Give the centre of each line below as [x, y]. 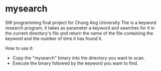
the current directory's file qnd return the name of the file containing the [79, 33]
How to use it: [19, 48]
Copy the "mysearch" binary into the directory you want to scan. [79, 57]
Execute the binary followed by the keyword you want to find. [75, 63]
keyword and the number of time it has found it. [54, 38]
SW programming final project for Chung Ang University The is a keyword [81, 22]
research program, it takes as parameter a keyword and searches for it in [80, 27]
